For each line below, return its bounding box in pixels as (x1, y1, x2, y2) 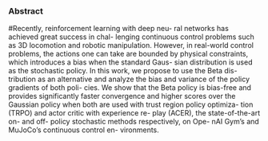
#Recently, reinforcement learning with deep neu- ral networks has (8, 24, 230, 33)
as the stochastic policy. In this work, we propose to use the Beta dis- (8, 66, 238, 76)
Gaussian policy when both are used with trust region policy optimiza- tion (8, 100, 254, 109)
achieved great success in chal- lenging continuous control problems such (8, 32, 254, 41)
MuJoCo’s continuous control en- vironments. (8, 125, 160, 135)
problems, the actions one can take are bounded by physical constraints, (8, 49, 249, 59)
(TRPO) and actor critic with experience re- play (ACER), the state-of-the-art (8, 108, 261, 118)
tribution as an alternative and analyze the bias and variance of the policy (8, 74, 250, 84)
